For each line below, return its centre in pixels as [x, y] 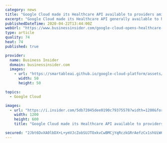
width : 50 [28, 79]
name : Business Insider [34, 60]
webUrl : [13, 28]
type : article [20, 33]
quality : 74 [17, 38]
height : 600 [26, 119]
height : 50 [30, 83]
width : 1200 [26, 115]
